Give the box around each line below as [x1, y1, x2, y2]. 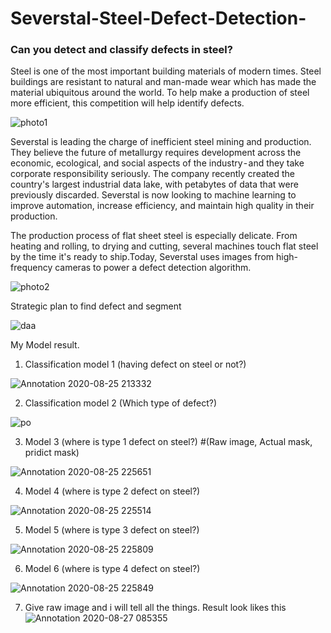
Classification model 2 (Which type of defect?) [24, 397, 217, 409]
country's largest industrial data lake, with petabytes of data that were [10, 178, 299, 191]
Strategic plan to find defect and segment [10, 300, 182, 312]
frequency [10, 262, 53, 274]
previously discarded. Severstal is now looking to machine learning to [10, 189, 297, 201]
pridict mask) [24, 447, 80, 459]
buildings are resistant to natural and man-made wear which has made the [10, 76, 317, 88]
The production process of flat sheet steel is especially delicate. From [10, 230, 298, 242]
